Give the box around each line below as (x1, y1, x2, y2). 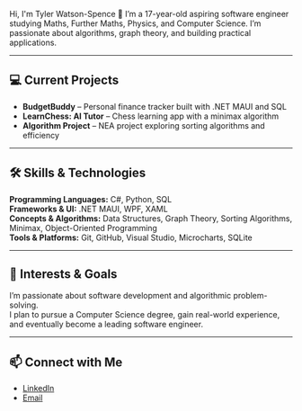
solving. (9, 299, 39, 310)
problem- (233, 290, 268, 301)
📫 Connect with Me (9, 354, 123, 370)
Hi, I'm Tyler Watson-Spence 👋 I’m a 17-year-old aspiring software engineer (9, 9, 289, 19)
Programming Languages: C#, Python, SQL (9, 193, 173, 204)
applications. (9, 37, 57, 48)
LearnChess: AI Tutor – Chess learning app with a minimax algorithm (22, 111, 280, 121)
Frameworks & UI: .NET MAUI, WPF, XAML (9, 203, 168, 214)
